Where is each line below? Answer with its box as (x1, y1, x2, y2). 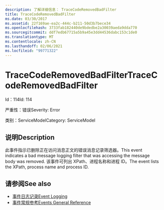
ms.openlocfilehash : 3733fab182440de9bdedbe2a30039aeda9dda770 (5, 26, 137, 30)
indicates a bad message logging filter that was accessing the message (5, 153, 150, 158)
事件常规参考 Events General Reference (12, 200, 91, 206)
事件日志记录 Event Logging (12, 193, 68, 199)
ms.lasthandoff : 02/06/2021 (5, 44, 63, 49)
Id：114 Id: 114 (5, 97, 32, 103)
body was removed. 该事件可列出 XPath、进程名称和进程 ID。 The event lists (5, 158, 159, 164)
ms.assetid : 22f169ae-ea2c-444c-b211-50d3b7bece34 (5, 21, 111, 26)
